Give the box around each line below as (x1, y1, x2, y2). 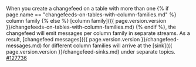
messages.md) (6, 42, 42, 49)
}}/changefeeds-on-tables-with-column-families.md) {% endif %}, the (6, 23, 176, 30)
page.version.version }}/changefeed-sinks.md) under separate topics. (6, 48, 176, 55)
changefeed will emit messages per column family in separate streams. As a (6, 30, 191, 37)
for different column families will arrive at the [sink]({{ (43, 42, 173, 49)
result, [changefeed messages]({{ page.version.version (6, 36, 140, 43)
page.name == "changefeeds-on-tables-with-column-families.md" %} (6, 11, 177, 18)
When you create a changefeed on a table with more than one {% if (6, 5, 169, 12)
